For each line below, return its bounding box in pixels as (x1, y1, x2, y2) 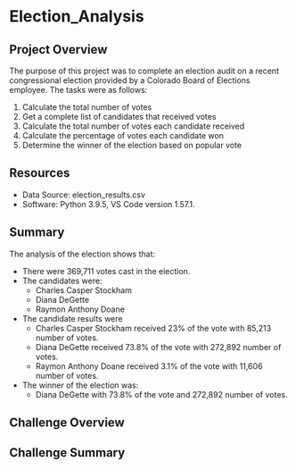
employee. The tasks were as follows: (9, 85, 148, 95)
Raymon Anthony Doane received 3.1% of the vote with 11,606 (35, 360, 263, 372)
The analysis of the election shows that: (9, 248, 156, 259)
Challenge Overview (9, 415, 125, 431)
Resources (9, 165, 70, 180)
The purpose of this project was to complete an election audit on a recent (9, 65, 279, 76)
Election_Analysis (9, 6, 144, 27)
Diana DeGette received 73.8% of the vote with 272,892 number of (35, 341, 282, 352)
